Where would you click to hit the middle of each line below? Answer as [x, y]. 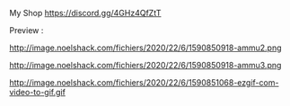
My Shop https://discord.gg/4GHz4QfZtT [85, 13]
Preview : [26, 30]
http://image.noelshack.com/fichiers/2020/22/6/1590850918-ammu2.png [145, 48]
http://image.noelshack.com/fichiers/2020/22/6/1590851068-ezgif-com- [144, 83]
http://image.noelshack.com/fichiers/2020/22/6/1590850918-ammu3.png [145, 65]
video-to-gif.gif [37, 92]
